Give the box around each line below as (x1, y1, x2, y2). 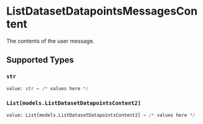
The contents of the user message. (6, 37, 95, 44)
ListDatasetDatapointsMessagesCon (6, 4, 197, 18)
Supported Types (6, 55, 75, 65)
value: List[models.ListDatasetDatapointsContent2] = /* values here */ (6, 112, 196, 118)
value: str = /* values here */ (6, 85, 89, 92)
